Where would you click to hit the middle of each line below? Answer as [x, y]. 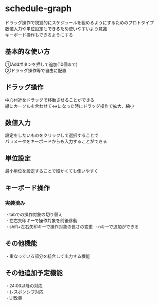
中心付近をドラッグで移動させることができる [50, 100]
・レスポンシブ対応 [24, 292]
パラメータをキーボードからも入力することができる [56, 141]
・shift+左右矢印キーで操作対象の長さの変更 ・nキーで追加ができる [72, 227]
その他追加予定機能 [34, 273]
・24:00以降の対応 [24, 286]
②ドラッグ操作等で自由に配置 [36, 70]
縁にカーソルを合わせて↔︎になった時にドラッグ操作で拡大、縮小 [70, 106]
